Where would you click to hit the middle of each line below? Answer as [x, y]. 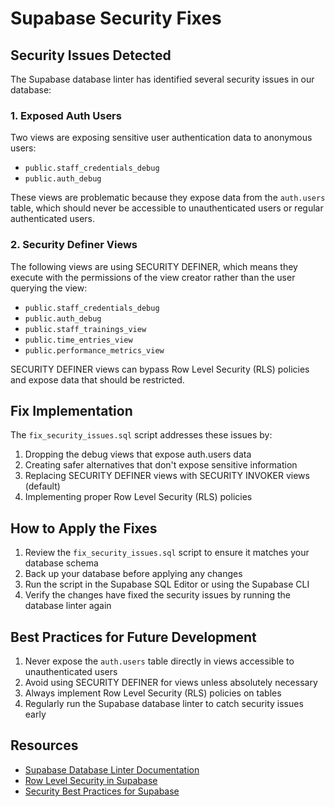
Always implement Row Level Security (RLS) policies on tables [153, 693]
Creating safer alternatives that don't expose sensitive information [161, 465]
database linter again [68, 606]
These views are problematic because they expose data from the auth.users [168, 198]
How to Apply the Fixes [84, 528]
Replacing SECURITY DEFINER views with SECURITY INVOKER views [167, 476]
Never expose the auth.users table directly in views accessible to [159, 661]
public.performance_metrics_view [94, 350]
